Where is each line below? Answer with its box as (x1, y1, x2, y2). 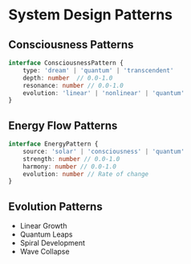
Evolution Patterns (8, 200, 103, 213)
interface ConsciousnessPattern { (8, 59, 124, 67)
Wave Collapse (19, 247, 70, 257)
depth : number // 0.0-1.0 (22, 74, 113, 82)
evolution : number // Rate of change (22, 170, 149, 178)
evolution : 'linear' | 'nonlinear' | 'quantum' (22, 89, 185, 97)
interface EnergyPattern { (8, 140, 99, 148)
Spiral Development (19, 238, 86, 248)
